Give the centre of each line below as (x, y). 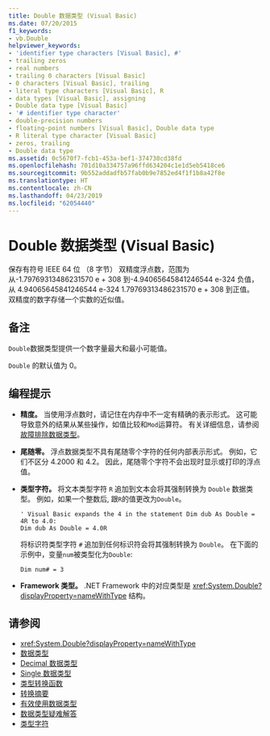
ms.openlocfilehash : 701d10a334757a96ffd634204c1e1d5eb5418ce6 (117, 166)
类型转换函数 (41, 683)
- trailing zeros (37, 61)
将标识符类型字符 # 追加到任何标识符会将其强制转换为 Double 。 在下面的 (139, 544)
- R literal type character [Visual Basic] (83, 135)
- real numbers (34, 69)
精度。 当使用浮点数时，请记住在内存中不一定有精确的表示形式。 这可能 (139, 414)
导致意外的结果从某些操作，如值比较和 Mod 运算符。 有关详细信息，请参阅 (139, 425)
